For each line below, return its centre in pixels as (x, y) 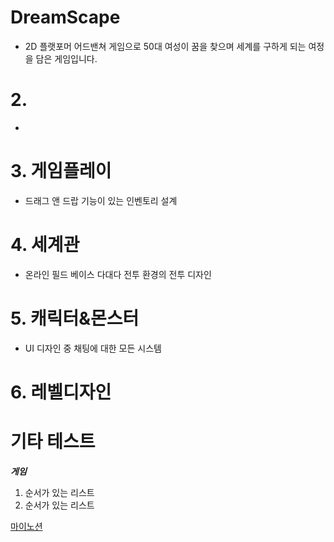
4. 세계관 (45, 245)
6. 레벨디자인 (61, 392)
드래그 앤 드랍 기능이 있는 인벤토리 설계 (101, 200)
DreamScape (65, 17)
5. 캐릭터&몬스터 (75, 318)
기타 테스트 (53, 442)
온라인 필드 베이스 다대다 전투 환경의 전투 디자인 (118, 274)
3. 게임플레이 (61, 171)
